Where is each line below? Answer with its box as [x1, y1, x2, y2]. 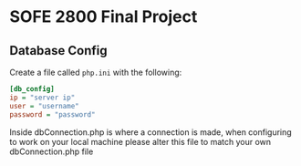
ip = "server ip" [9, 93, 76, 102]
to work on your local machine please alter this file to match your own [9, 136, 272, 147]
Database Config [9, 43, 108, 58]
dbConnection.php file [9, 146, 94, 157]
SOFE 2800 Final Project [9, 6, 198, 27]
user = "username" [9, 101, 79, 110]
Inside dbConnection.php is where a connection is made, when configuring [9, 126, 292, 138]
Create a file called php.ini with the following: [9, 67, 182, 78]
